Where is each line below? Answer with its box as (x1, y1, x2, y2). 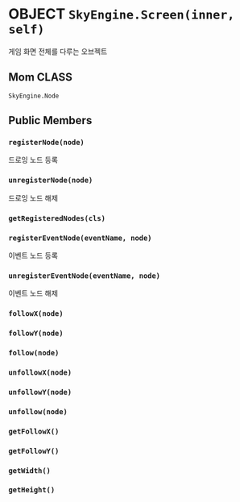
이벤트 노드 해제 (8, 288, 59, 298)
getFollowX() (8, 426, 60, 436)
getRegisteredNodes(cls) (8, 214, 106, 222)
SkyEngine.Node (8, 92, 60, 100)
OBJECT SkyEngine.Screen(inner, (8, 5, 235, 23)
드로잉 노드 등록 (8, 155, 59, 165)
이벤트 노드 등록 (8, 251, 59, 260)
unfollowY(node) (8, 388, 72, 396)
